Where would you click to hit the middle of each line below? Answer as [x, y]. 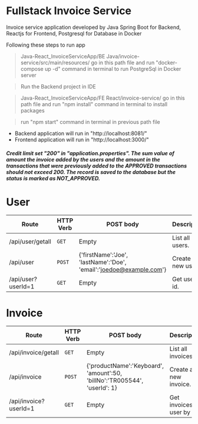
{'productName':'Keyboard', [125, 366]
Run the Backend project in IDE [58, 86]
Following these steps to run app [46, 45]
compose [32, 68]
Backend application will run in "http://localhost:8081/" [81, 133]
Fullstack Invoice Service [69, 11]
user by [180, 412]
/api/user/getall [30, 242]
